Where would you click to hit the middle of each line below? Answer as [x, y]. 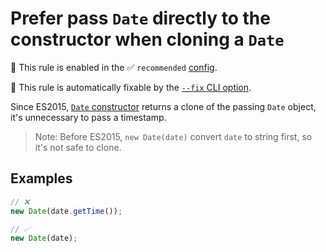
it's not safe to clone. [78, 147]
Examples [41, 178]
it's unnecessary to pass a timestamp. [88, 117]
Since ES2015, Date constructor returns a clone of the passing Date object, [163, 106]
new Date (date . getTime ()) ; [66, 211]
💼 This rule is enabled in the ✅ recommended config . [114, 67]
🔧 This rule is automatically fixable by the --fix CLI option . [131, 87]
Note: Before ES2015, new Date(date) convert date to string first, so [173, 136]
